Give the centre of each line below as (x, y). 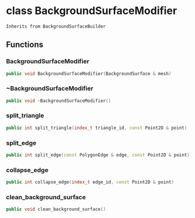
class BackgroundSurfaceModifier (92, 11)
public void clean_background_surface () (56, 209)
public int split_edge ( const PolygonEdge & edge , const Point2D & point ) (98, 155)
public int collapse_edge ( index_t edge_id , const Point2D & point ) (90, 182)
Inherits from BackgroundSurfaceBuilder (56, 26)
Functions (25, 45)
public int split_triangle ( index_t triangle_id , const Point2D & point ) (97, 128)
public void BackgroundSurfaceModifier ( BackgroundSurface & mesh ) (89, 74)
